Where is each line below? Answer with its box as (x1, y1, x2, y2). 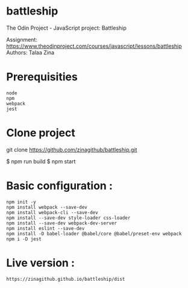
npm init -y (6, 198, 36, 205)
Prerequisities (6, 70, 78, 84)
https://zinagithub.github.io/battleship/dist (6, 276, 125, 282)
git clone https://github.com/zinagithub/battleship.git (6, 146, 137, 153)
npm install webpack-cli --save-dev (6, 209, 98, 215)
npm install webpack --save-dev (6, 204, 87, 210)
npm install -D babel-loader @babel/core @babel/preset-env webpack (6, 231, 182, 237)
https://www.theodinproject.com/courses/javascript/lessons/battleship (6, 42, 182, 50)
